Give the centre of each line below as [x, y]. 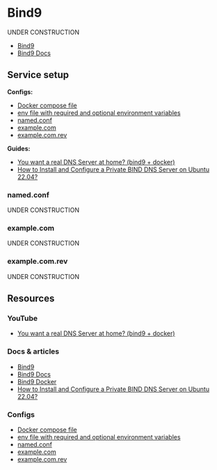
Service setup [38, 75]
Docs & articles [33, 351]
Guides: [19, 149]
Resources [31, 299]
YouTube [23, 318]
